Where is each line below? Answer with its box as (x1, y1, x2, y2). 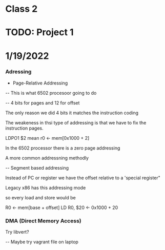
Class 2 (5, 3, 38, 15)
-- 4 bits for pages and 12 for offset (5, 99, 80, 106)
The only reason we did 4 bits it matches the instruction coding (5, 110, 139, 116)
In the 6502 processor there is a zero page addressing (5, 144, 120, 151)
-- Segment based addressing (5, 164, 69, 171)
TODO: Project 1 (5, 27, 74, 38)
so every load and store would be (5, 194, 76, 200)
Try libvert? (5, 229, 29, 235)
